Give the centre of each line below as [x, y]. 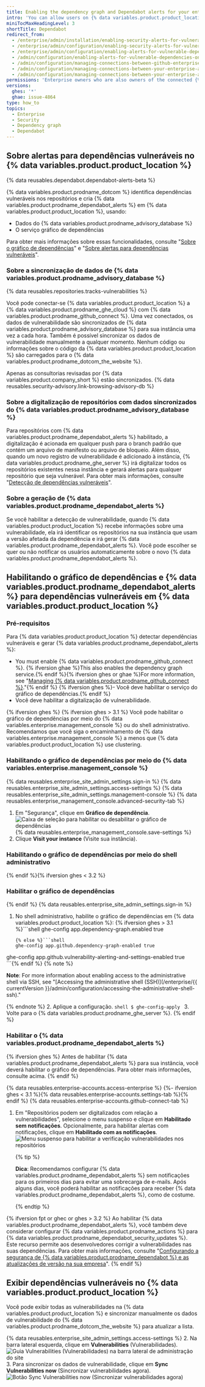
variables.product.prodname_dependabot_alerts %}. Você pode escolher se [102, 545]
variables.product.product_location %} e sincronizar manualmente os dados [102, 1314]
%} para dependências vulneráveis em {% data [98, 597]
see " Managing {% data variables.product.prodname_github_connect [102, 681]
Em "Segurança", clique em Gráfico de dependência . [82, 813]
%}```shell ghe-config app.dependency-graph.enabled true [89, 929]
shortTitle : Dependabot [37, 29]
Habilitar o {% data [35, 1035]
